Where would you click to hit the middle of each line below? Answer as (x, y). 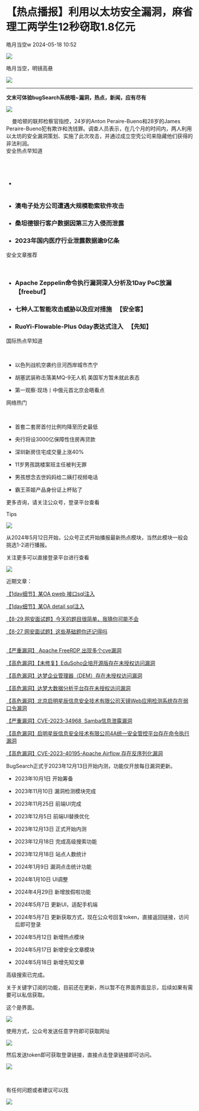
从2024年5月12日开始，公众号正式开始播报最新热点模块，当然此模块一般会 (97, 537)
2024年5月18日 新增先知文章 (49, 962)
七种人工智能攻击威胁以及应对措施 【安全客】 (81, 309)
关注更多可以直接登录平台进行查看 (48, 557)
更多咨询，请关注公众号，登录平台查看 (53, 502)
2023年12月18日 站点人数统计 (51, 854)
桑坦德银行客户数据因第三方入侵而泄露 (69, 223)
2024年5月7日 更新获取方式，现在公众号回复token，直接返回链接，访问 (102, 917)
